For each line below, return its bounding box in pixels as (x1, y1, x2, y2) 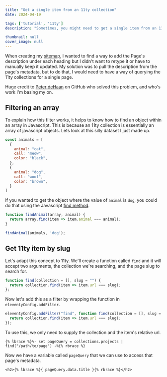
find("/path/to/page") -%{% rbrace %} (5, 343, 85, 349)
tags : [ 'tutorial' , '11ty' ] (5, 21, 64, 26)
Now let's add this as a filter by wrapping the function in (5, 296, 120, 302)
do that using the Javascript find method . (5, 203, 90, 209)
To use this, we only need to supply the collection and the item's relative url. (5, 329, 161, 335)
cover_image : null (5, 39, 43, 44)
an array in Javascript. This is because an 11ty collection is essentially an (5, 122, 154, 128)
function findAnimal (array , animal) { (5, 212, 85, 217)
